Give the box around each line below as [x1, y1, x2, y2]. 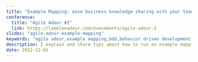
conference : [6, 14, 35, 20]
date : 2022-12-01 [6, 47, 49, 53]
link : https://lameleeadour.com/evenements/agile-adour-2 [11, 25, 157, 31]
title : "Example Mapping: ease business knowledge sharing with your [6, 8, 181, 15]
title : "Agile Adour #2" [11, 19, 72, 25]
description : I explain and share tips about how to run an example [6, 42, 178, 48]
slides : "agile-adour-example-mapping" [6, 31, 104, 37]
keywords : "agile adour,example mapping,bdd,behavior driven [6, 36, 160, 42]
